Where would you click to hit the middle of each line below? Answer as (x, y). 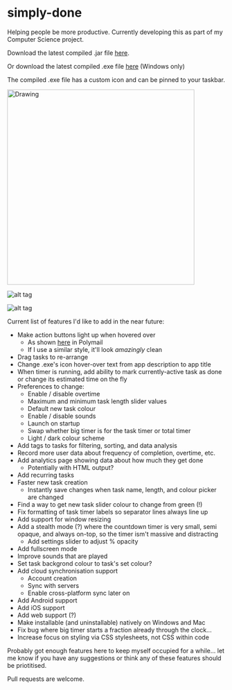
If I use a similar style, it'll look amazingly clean (95, 349)
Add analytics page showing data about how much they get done (110, 460)
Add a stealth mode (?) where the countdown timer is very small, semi (117, 526)
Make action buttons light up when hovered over (86, 335)
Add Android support (47, 600)
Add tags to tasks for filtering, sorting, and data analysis (97, 445)
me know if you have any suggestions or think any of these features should (114, 658)
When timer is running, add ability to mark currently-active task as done (119, 371)
